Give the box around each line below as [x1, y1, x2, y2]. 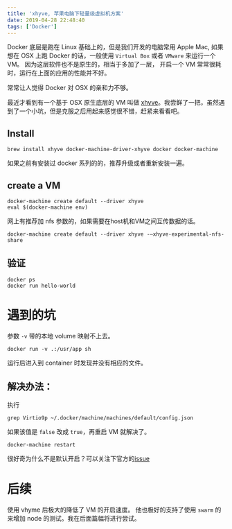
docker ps [7, 276, 36, 283]
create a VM [7, 180, 61, 191]
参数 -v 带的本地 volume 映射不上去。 [7, 331, 114, 340]
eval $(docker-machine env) [7, 204, 89, 211]
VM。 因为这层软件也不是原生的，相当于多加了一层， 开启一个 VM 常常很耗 [7, 60, 222, 69]
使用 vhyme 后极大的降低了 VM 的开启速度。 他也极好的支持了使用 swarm [7, 505, 214, 514]
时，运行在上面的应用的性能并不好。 [7, 69, 111, 77]
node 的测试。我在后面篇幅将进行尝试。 [26, 514, 141, 522]
